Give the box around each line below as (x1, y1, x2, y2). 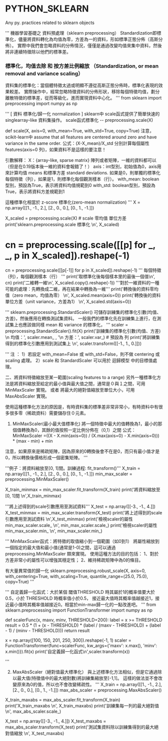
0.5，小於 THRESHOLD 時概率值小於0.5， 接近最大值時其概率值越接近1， (5, 595, 155, 602)
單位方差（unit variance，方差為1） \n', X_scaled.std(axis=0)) (5, 299, 131, 305)
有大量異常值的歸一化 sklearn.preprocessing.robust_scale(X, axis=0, (5, 568, 146, 574)
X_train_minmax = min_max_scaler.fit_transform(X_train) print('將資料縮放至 (5, 487, 161, 493)
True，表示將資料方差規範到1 (5, 189, 65, 195)
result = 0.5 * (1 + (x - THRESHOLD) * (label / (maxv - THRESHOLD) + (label (5, 622, 161, 628)
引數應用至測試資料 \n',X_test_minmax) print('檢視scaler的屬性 (5, 516, 133, 522)
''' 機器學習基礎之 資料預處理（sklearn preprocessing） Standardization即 (5, 30, 157, 36)
